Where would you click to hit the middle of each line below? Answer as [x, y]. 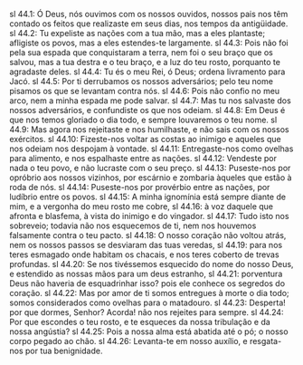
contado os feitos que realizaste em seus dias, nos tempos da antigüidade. [149, 24]
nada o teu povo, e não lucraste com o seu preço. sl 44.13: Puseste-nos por [150, 168]
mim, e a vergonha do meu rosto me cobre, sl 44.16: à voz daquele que [142, 207]
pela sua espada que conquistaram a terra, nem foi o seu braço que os [141, 53]
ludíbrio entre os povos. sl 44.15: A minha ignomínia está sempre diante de [148, 197]
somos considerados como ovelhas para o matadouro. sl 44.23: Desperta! [148, 303]
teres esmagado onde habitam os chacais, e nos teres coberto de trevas [144, 255]
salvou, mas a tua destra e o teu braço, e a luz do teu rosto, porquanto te [145, 62]
